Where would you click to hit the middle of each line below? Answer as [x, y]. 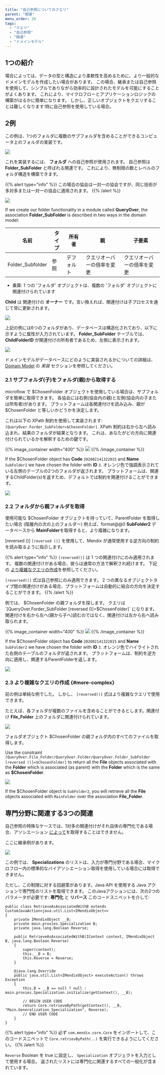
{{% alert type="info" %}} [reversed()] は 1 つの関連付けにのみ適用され [78, 557]
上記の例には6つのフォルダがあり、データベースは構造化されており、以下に [82, 328]
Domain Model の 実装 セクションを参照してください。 [60, 366]
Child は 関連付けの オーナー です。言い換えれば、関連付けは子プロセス [77, 302]
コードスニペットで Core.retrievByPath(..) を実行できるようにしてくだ [82, 1039]
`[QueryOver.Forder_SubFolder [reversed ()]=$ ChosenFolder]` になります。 [81, 609]
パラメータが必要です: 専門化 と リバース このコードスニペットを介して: [77, 897]
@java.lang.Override [35, 971]
